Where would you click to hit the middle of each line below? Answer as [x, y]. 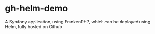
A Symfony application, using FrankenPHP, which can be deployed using [78, 22]
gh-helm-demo [36, 8]
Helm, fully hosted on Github [34, 26]
